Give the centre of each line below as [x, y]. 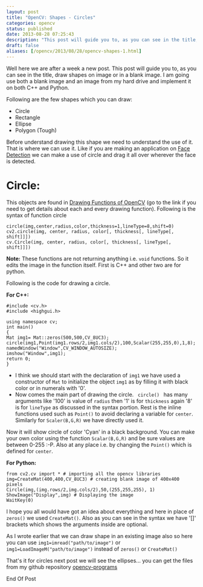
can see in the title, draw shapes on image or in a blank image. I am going [98, 75]
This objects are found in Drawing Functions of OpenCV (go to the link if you [101, 202]
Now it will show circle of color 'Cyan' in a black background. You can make [101, 432]
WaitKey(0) [20, 500]
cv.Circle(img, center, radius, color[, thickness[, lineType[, [89, 242]
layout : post [23, 12]
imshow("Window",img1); [36, 353]
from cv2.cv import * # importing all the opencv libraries [84, 474]
